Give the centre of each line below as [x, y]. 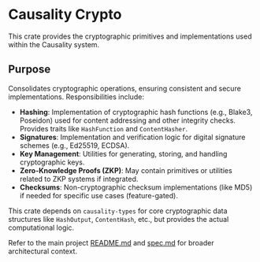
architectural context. [43, 251]
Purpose [30, 70]
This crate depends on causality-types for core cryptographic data [118, 211]
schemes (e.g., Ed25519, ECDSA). [74, 145]
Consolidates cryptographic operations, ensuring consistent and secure [125, 88]
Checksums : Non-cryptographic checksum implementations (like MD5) [136, 187]
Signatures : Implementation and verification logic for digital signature [132, 137]
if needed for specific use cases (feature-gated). [99, 195]
